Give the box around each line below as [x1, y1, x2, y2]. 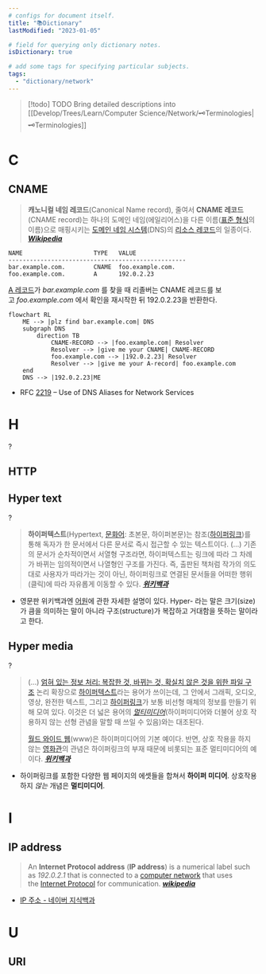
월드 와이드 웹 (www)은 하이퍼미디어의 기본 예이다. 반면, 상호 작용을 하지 [27, 733, 252, 743]
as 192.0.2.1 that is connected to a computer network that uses [27, 870, 233, 880]
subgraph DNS [22, 324, 66, 333]
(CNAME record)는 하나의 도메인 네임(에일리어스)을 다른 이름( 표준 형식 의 [27, 214, 256, 224]
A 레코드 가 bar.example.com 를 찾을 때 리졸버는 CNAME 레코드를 [8, 284, 214, 295]
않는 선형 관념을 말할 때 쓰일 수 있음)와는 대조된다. [48, 717, 204, 726]
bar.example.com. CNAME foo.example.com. [8, 263, 176, 271]
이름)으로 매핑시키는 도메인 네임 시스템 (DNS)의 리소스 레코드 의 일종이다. [27, 225, 252, 234]
